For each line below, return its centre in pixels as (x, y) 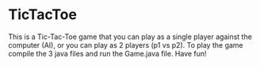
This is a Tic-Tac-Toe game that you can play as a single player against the (130, 37)
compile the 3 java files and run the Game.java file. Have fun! (108, 53)
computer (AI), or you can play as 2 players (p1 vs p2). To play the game (126, 45)
